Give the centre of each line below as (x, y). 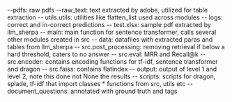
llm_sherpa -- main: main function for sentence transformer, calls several (112, 32)
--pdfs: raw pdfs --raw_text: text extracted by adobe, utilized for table (107, 10)
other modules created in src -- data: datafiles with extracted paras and (110, 40)
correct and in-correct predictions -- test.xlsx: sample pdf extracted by (109, 25)
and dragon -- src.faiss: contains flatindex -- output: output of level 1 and (112, 69)
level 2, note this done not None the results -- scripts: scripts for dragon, (111, 76)
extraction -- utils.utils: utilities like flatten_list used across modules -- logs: (115, 17)
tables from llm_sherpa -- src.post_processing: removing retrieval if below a (116, 47)
